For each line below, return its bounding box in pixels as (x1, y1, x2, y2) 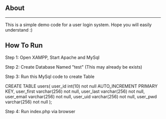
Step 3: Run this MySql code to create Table (5, 74, 95, 79)
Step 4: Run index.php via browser (5, 108, 76, 114)
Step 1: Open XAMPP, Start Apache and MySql (5, 54, 100, 60)
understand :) (5, 27, 33, 33)
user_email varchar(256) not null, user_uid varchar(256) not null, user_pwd (5, 93, 157, 99)
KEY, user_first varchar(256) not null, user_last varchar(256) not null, (5, 88, 145, 94)
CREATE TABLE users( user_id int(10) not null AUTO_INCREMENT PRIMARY (5, 83, 158, 89)
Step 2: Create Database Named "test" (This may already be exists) (5, 64, 142, 70)
